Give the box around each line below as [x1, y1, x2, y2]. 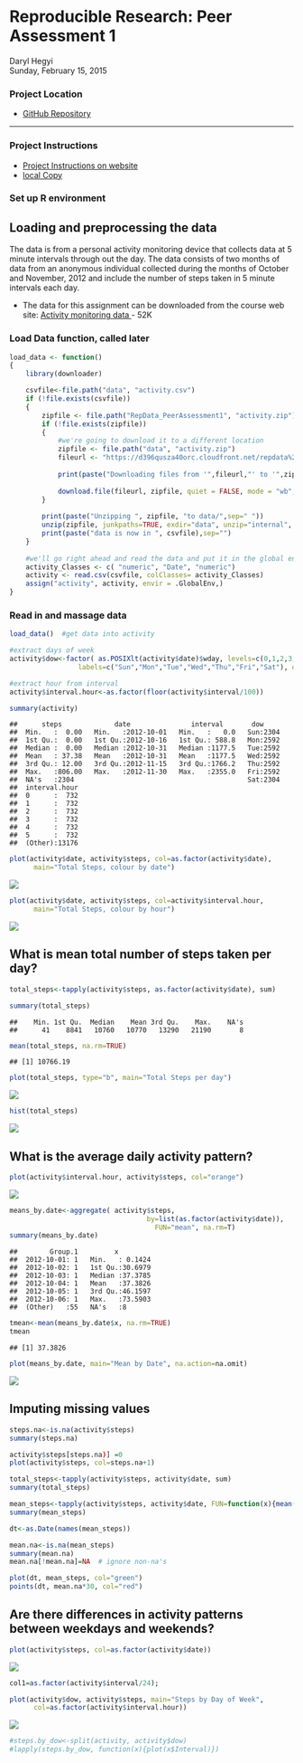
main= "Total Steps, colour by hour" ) [32, 905, 176, 915]
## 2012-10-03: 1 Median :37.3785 [9, 1271, 151, 1281]
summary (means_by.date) [9, 1231, 99, 1240]
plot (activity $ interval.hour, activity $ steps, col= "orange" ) [9, 1172, 244, 1181]
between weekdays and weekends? [9, 1621, 215, 1636]
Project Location [9, 88, 83, 100]
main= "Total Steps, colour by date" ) [32, 863, 176, 872]
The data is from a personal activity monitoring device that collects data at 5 [9, 244, 293, 255]
